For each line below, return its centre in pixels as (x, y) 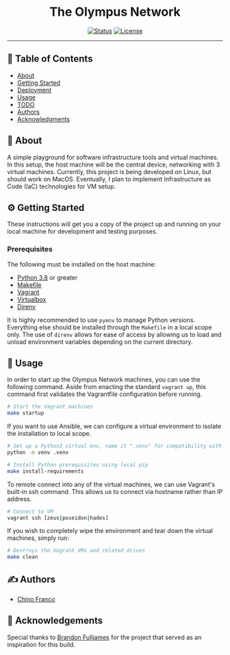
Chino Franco (36, 600)
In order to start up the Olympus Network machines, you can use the (104, 380)
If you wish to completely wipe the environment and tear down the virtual (110, 531)
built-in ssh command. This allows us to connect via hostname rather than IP (115, 491)
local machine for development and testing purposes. (82, 232)
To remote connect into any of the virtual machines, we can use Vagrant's (111, 484)
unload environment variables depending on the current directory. (100, 342)
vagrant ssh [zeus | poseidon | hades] (58, 518)
